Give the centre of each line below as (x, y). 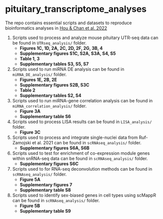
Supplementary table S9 (45, 211)
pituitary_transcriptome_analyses (76, 9)
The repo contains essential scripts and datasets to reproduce (69, 23)
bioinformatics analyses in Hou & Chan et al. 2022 (56, 28)
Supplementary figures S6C (49, 164)
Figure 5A (30, 179)
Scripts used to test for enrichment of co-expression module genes (81, 153)
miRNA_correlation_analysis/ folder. (49, 106)
